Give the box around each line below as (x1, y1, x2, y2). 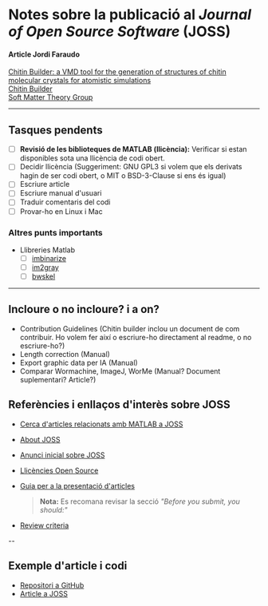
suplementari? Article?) (19, 374, 97, 384)
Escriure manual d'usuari (19, 188, 102, 198)
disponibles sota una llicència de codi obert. (19, 153, 165, 163)
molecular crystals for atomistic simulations (8, 76, 152, 85)
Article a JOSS (19, 588, 68, 598)
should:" (39, 505, 68, 514)
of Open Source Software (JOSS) (8, 22, 231, 41)
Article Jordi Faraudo (8, 50, 80, 59)
